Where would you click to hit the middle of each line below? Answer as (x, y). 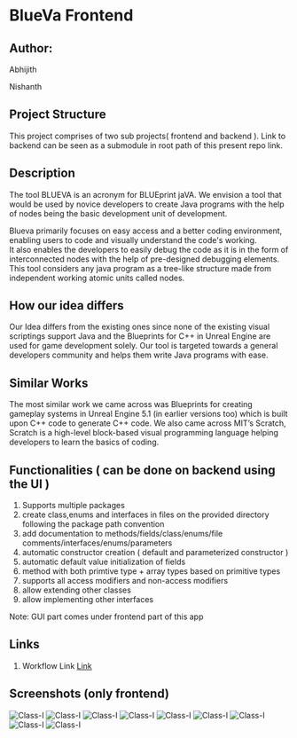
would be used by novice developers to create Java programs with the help (147, 204)
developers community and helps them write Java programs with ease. (139, 355)
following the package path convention (93, 524)
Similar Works (49, 383)
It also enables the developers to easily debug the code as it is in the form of (149, 249)
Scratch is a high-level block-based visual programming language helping (144, 433)
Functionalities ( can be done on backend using (143, 470)
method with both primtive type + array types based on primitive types (151, 571)
